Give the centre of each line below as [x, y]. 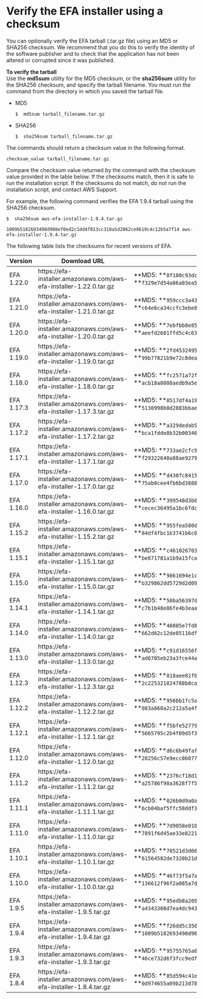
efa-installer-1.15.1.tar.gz [76, 561]
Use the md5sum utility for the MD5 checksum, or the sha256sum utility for [101, 78]
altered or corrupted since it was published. [60, 60]
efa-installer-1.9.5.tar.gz [74, 912]
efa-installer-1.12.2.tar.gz [76, 711]
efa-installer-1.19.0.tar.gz [76, 361]
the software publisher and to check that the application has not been [93, 53]
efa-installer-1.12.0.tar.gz [76, 761]
